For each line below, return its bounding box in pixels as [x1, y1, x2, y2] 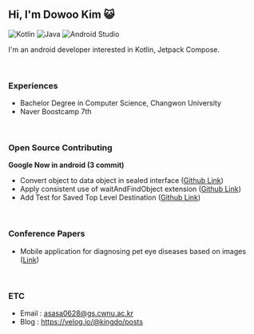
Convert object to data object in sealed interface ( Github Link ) [19, 176, 224, 185]
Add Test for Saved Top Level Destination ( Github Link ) [19, 193, 201, 202]
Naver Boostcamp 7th [19, 107, 92, 117]
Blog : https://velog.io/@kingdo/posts [19, 317, 144, 326]
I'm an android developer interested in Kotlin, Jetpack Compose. [8, 45, 220, 54]
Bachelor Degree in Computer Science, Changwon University [19, 98, 222, 108]
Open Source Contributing [8, 142, 113, 153]
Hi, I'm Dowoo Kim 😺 [8, 8, 115, 22]
